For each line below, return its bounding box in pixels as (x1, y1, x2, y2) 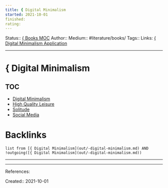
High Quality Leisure (12, 101, 55, 107)
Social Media (12, 112, 39, 118)
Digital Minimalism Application (5, 41, 67, 47)
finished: (5, 17, 26, 22)
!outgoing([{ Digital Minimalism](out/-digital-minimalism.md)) (5, 150, 142, 155)
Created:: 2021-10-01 (5, 178, 49, 184)
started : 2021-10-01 (5, 12, 48, 17)
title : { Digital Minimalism (5, 7, 66, 13)
